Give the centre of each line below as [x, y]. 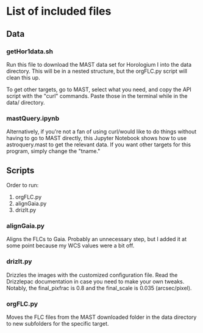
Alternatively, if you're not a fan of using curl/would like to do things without [101, 132]
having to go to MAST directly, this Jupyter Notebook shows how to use [97, 138]
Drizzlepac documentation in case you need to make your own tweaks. [95, 281]
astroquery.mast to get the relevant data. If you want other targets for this [98, 144]
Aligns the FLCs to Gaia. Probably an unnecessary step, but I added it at [97, 239]
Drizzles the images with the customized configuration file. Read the [92, 275]
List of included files [59, 11]
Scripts [20, 170]
